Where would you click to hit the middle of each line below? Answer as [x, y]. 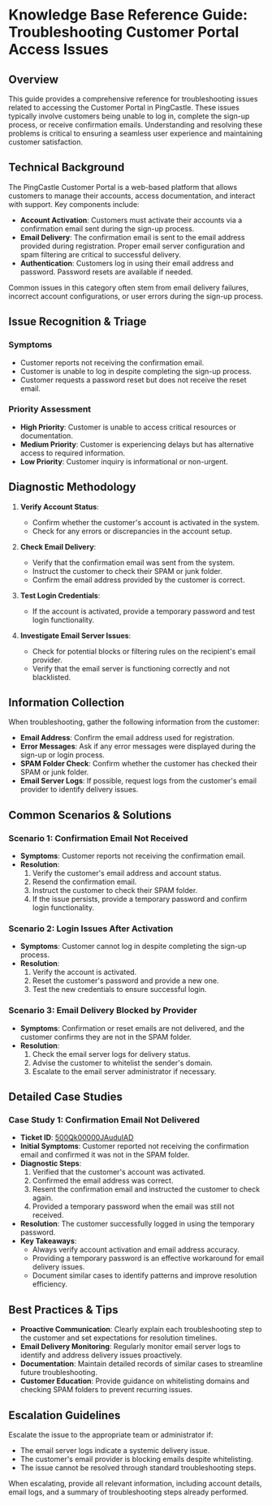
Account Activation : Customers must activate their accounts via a [131, 220]
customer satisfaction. [46, 142]
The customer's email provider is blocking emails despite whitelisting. [136, 1460]
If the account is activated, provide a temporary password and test [144, 611]
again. [43, 1198]
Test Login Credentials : [60, 595]
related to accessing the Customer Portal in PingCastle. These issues [124, 108]
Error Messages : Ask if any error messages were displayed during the [138, 746]
